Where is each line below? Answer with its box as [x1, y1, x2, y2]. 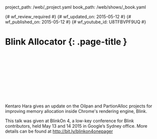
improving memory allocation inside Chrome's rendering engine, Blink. [5, 108, 147, 114]
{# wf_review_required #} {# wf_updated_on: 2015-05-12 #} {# [5, 14, 131, 19]
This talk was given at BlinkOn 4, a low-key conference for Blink [5, 118, 134, 124]
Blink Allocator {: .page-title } [5, 36, 128, 47]
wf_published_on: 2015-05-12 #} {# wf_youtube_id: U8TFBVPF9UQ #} [5, 19, 146, 25]
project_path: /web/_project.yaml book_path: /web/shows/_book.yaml [5, 4, 146, 10]
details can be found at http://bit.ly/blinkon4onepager [5, 128, 113, 134]
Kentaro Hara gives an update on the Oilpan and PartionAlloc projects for [5, 103, 153, 109]
